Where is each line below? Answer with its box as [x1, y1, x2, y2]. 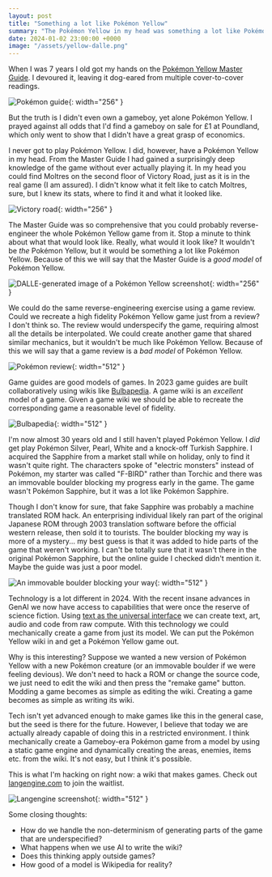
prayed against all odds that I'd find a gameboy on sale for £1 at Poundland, [8, 121, 260, 131]
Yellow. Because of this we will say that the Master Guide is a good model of [8, 254, 263, 264]
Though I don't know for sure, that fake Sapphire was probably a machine [8, 502, 254, 512]
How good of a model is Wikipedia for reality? [19, 860, 172, 870]
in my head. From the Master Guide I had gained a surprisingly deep [8, 155, 236, 164]
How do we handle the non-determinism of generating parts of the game [19, 825, 263, 835]
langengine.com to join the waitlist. [8, 778, 125, 788]
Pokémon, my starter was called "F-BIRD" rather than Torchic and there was [8, 469, 263, 479]
